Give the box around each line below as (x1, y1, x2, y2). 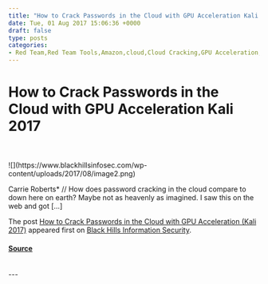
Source (8, 243, 33, 253)
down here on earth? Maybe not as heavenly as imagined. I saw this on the (8, 192, 254, 202)
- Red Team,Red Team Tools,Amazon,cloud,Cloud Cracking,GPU (8, 49, 213, 57)
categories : (8, 41, 48, 49)
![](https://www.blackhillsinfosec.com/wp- (8, 160, 148, 170)
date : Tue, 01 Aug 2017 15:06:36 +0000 (8, 19, 141, 27)
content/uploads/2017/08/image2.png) (8, 168, 136, 178)
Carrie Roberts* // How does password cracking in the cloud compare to (8, 184, 246, 194)
